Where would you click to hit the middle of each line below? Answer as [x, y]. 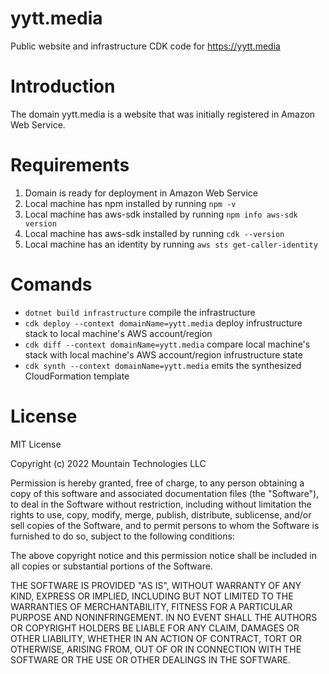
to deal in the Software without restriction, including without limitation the [161, 504]
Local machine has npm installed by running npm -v [130, 203]
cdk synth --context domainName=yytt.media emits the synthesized [163, 365]
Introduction [63, 86]
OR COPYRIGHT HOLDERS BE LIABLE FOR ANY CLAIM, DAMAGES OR [155, 628]
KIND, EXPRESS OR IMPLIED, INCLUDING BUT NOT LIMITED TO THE [152, 596]
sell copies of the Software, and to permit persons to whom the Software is [165, 525]
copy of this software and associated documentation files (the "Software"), [165, 493]
